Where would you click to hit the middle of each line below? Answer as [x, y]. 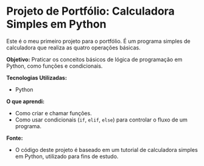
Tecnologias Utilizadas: [37, 78]
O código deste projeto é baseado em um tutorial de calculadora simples [106, 150]
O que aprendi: [25, 101]
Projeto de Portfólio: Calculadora [90, 11]
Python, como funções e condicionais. [55, 66]
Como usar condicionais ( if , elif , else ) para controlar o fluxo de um [101, 120]
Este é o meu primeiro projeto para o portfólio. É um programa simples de [98, 41]
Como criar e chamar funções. [54, 113]
